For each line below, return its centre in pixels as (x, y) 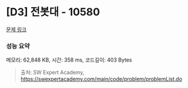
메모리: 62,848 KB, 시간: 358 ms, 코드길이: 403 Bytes (69, 60)
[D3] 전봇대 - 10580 (53, 12)
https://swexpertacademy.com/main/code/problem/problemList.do (101, 79)
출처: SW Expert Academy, (52, 72)
